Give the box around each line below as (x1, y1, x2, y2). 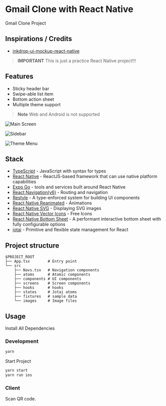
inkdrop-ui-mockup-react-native (12, 48, 80, 54)
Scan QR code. (5, 396, 36, 402)
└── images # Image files (14, 298, 77, 304)
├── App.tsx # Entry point (5, 259, 77, 264)
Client (5, 384, 20, 391)
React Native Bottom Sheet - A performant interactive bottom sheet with (12, 216, 161, 222)
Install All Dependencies (5, 325, 55, 331)
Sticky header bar (12, 85, 49, 91)
